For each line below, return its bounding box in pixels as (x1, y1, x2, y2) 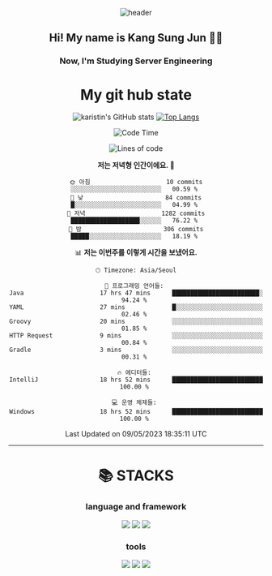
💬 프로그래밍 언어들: (104, 282, 164, 290)
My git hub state (79, 85, 193, 104)
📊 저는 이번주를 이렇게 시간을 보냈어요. (74, 247, 198, 257)
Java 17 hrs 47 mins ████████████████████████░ (9, 289, 263, 298)
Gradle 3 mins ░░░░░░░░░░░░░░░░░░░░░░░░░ (9, 346, 263, 355)
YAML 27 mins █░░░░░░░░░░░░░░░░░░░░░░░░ (9, 303, 263, 312)
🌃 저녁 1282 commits (66, 209, 206, 218)
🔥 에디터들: (117, 369, 151, 377)
